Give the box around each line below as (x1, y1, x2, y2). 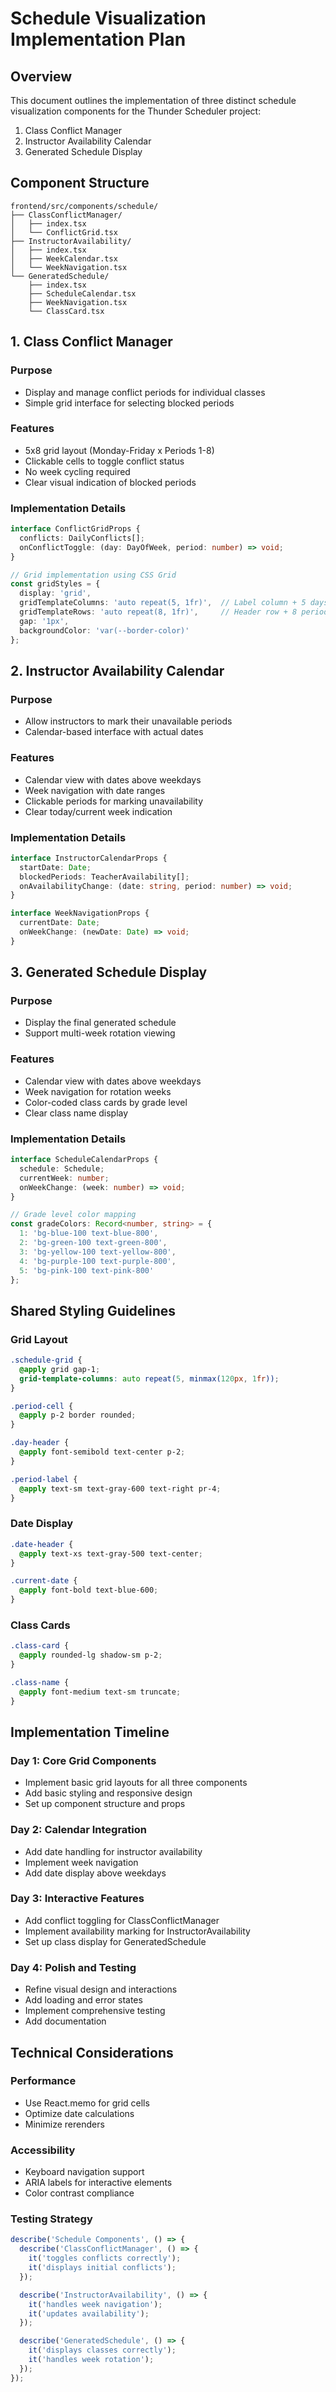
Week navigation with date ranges (24, 784, 166, 796)
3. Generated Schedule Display (10, 964, 208, 981)
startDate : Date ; (19, 862, 92, 872)
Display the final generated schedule (24, 1017, 177, 1029)
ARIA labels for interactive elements (24, 2177, 173, 2189)
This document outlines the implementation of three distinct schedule (10, 95, 297, 106)
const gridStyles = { (10, 579, 101, 589)
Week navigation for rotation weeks (24, 1085, 172, 1097)
